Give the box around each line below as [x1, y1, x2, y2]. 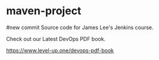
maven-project [6, 4, 82, 18]
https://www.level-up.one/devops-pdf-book [6, 46, 114, 54]
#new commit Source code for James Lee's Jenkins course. [6, 24, 154, 31]
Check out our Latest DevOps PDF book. [6, 35, 106, 42]
